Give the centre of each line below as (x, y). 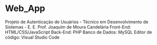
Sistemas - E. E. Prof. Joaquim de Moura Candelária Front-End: (68, 27)
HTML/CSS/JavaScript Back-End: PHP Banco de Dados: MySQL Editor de (78, 32)
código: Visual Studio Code (32, 37)
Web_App (25, 8)
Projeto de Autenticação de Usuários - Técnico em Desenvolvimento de (77, 22)
